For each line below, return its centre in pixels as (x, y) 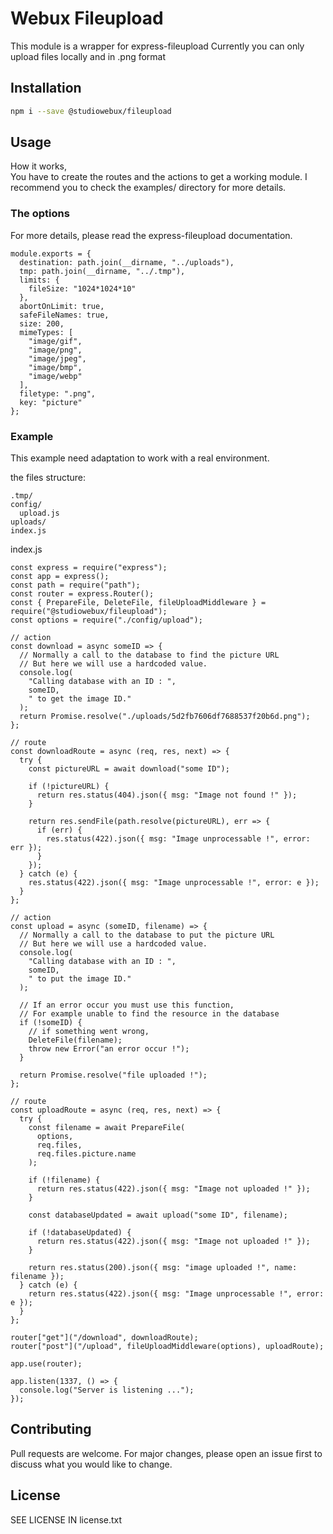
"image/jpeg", (57, 358)
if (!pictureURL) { (69, 787)
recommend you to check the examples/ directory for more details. (148, 188)
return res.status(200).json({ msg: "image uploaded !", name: (163, 1268)
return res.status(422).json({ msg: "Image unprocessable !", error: (176, 1294)
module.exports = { (51, 253)
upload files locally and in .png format (88, 56)
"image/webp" (55, 376)
